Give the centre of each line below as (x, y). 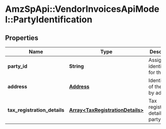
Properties (22, 38)
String (76, 66)
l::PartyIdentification (49, 20)
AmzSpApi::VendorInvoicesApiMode (82, 9)
